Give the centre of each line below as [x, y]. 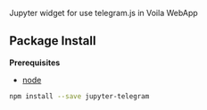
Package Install [53, 41]
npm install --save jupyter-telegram [79, 96]
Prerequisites [35, 63]
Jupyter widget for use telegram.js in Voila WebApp [103, 13]
